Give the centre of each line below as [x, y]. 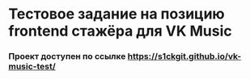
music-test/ [32, 67]
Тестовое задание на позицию [117, 14]
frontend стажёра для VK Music [120, 31]
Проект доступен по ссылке [67, 56]
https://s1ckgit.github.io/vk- [184, 56]
